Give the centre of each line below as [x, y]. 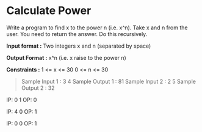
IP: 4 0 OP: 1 [22, 111]
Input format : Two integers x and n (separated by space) [79, 46]
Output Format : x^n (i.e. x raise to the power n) [66, 57]
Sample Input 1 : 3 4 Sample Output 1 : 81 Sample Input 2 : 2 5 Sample [109, 81]
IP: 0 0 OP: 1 [22, 123]
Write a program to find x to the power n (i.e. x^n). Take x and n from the [97, 28]
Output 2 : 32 [38, 88]
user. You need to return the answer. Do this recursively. [77, 34]
